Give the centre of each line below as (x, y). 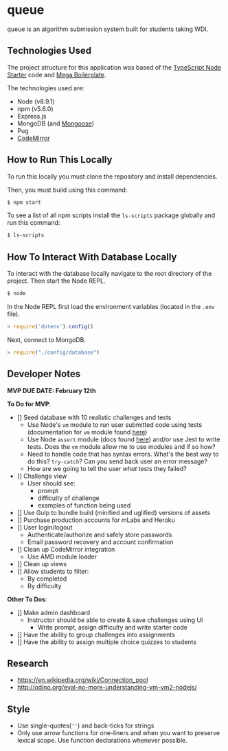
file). (14, 314)
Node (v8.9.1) (36, 101)
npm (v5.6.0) (35, 108)
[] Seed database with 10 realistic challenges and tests (94, 417)
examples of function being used (84, 505)
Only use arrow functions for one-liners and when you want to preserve (118, 733)
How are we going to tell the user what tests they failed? (107, 468)
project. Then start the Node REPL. (56, 281)
